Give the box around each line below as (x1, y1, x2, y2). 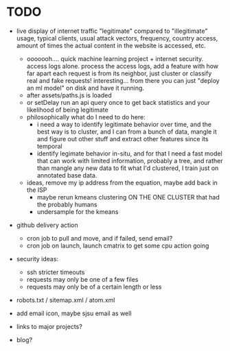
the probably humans (36, 200, 97, 208)
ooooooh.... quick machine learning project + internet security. (26, 54, 204, 62)
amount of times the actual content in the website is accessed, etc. (16, 41, 207, 49)
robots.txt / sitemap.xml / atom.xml (16, 295, 115, 304)
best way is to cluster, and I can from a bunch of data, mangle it (36, 128, 217, 136)
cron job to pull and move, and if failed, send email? (26, 234, 173, 242)
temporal (36, 142, 62, 150)
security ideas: (16, 254, 59, 263)
